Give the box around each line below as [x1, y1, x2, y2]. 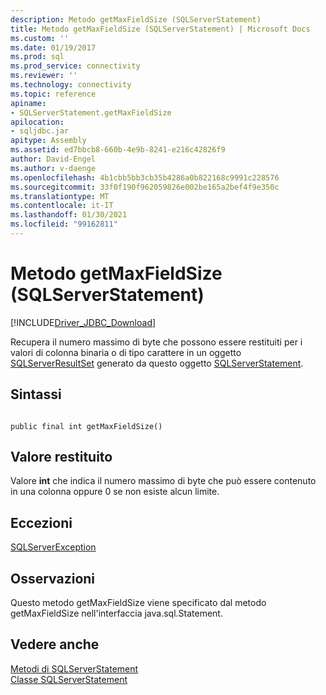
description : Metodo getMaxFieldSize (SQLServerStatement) [10, 14, 262, 25]
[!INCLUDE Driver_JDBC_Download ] [10, 316, 157, 328]
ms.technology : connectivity [10, 80, 132, 90]
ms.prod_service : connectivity [10, 61, 141, 71]
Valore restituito [10, 449, 113, 466]
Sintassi [10, 386, 62, 403]
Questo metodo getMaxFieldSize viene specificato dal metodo [10, 597, 267, 609]
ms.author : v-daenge [10, 163, 97, 173]
